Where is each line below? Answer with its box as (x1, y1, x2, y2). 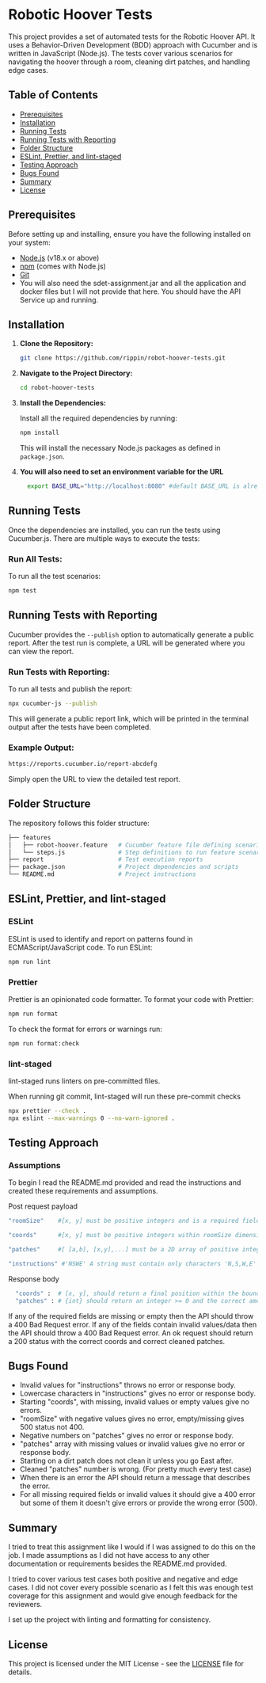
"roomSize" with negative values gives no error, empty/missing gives (19, 1414, 245, 1423)
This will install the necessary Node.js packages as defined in (19, 444, 221, 452)
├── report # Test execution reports (8, 855, 203, 864)
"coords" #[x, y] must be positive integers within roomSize (8, 1232, 232, 1239)
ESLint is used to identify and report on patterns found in (8, 934, 193, 943)
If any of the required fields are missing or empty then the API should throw (8, 1311, 254, 1320)
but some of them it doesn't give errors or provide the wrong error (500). (19, 1498, 258, 1508)
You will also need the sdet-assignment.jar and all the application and (19, 278, 247, 287)
